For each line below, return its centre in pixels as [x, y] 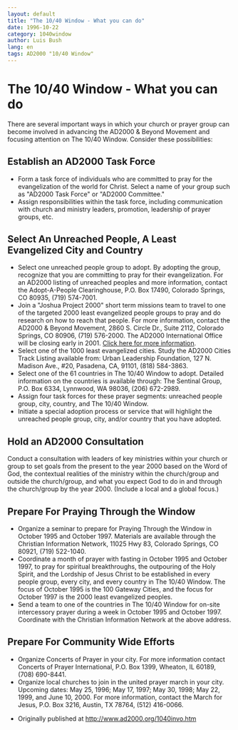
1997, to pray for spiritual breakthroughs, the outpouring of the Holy [117, 567]
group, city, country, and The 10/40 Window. [83, 404]
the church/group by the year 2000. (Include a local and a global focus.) [113, 489]
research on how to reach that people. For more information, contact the [124, 320]
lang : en [20, 47]
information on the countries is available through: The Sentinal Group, [120, 381]
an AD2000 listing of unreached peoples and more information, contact [123, 283]
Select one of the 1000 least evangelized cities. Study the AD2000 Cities [124, 351]
